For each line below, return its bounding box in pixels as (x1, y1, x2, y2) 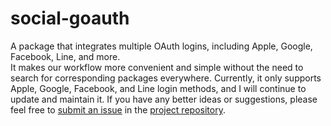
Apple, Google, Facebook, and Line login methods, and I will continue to (10, 82, 307, 94)
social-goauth (10, 7, 130, 30)
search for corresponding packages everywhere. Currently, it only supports (10, 72, 322, 84)
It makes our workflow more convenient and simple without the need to (10, 61, 304, 73)
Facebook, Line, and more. (10, 50, 121, 62)
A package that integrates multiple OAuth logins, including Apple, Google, (10, 40, 313, 52)
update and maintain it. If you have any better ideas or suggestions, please (10, 93, 318, 105)
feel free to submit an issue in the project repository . (10, 103, 226, 116)
